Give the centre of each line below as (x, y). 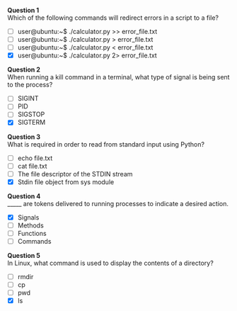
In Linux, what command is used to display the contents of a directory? (110, 263)
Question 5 (24, 255)
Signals (28, 217)
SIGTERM (31, 123)
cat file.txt (32, 166)
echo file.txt (35, 158)
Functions (32, 233)
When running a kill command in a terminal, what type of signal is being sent (118, 77)
